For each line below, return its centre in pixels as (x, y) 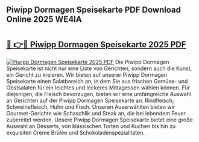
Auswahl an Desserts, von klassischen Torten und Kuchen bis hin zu (91, 126)
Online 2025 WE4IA (44, 20)
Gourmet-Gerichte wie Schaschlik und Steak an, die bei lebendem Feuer (96, 113)
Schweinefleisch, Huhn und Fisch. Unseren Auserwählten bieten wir (91, 107)
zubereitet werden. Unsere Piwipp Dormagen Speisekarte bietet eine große (99, 120)
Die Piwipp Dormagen (142, 62)
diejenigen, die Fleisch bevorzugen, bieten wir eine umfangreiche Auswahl (99, 94)
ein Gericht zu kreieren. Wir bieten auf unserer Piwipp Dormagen (87, 75)
